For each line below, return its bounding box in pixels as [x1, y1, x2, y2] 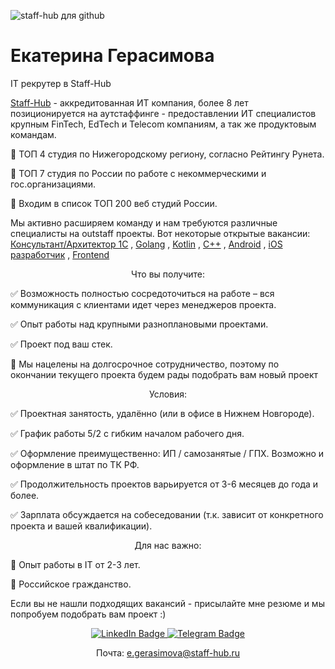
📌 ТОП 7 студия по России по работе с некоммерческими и [10, 167, 267, 179]
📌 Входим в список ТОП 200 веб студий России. [10, 197, 218, 209]
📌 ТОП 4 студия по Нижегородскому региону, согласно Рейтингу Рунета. [10, 148, 325, 160]
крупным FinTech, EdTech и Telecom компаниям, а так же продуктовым [10, 118, 317, 130]
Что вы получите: [131, 268, 205, 280]
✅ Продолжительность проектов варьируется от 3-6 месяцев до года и [10, 478, 319, 490]
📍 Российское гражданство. [10, 578, 132, 590]
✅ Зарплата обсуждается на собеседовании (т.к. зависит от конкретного [10, 508, 324, 520]
